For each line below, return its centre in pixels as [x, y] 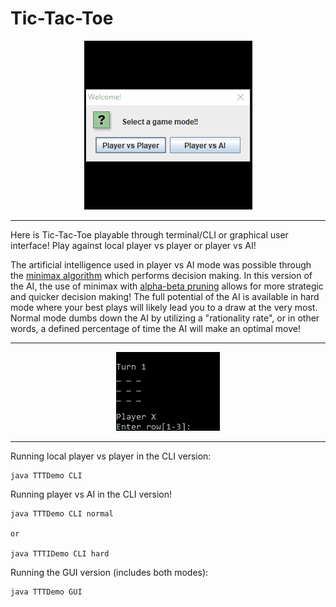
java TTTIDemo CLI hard [60, 553]
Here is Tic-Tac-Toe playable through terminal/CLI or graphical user [149, 234]
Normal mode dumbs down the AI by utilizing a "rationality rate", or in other [165, 318]
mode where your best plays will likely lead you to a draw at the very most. [164, 307]
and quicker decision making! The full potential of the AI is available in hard [165, 296]
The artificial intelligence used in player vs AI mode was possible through [161, 264]
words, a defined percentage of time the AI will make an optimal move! [155, 328]
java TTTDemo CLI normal [62, 513]
